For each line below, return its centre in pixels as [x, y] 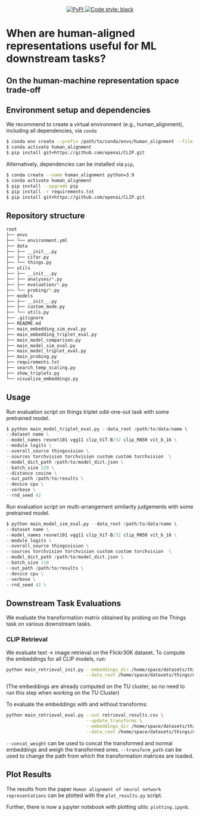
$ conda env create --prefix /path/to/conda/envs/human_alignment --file [100, 142]
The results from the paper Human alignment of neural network [84, 789]
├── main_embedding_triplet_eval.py [51, 334]
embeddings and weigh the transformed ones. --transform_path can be [94, 749]
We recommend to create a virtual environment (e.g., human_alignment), [95, 124]
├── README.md [24, 324]
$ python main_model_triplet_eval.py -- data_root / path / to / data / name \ [97, 429]
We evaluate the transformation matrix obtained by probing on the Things [96, 618]
